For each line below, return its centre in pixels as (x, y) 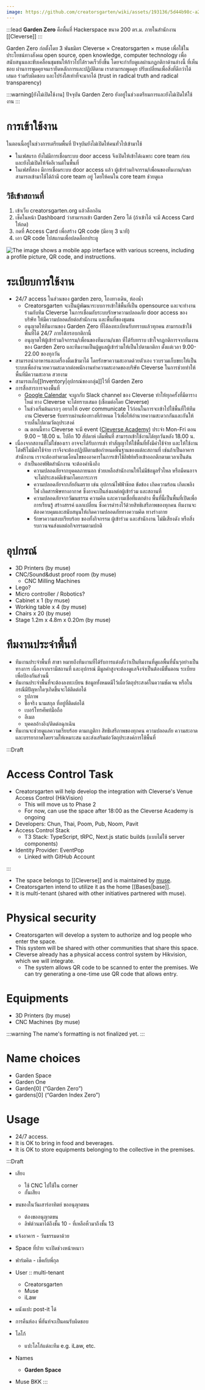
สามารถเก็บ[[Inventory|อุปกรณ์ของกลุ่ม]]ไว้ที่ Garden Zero (79, 381)
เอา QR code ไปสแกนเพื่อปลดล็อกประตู (57, 238)
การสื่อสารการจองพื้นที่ (37, 388)
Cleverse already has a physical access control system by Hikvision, (101, 954)
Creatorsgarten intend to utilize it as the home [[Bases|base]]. (93, 887)
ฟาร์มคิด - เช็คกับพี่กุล (37, 1260)
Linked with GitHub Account (59, 857)
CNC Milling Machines (52, 581)
